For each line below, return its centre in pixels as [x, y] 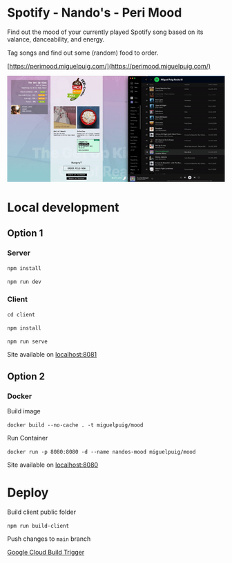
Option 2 [26, 376]
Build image [24, 411]
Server [19, 253]
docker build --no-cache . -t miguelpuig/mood [75, 425]
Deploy [28, 493]
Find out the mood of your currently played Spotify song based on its [105, 32]
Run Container [28, 438]
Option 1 [25, 233]
